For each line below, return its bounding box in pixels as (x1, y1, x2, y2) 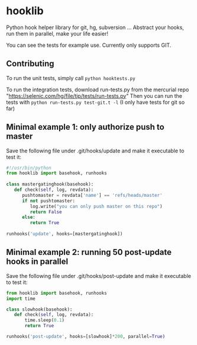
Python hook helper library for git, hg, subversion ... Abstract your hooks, (6, 24, 185, 31)
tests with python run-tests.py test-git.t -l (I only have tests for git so (6, 98, 185, 106)
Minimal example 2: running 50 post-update (6, 247, 172, 257)
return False (30, 209, 62, 215)
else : (21, 215, 35, 221)
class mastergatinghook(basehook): (6, 181, 94, 187)
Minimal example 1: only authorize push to (6, 122, 164, 132)
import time (6, 295, 35, 302)
